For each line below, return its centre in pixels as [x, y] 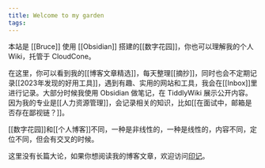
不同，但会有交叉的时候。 [57, 139]
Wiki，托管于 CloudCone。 [52, 56]
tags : [17, 23]
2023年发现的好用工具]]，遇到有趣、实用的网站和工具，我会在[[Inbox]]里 [139, 83]
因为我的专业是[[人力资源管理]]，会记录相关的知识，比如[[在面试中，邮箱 [127, 103]
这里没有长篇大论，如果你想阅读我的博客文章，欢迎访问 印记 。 [109, 155]
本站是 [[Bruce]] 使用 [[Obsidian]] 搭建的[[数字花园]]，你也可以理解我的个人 [131, 46]
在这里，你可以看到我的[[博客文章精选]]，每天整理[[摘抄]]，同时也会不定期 [129, 73]
